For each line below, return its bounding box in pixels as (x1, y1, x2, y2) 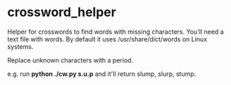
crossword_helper (7, 4, 116, 20)
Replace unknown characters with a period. (7, 55, 134, 64)
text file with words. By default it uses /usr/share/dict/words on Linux (7, 34, 208, 43)
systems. (7, 42, 34, 51)
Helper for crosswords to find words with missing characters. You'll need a (7, 27, 224, 36)
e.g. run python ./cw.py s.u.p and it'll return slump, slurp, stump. (7, 70, 196, 78)
